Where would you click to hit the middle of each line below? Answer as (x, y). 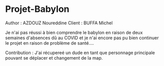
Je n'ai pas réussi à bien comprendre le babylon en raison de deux (74, 32)
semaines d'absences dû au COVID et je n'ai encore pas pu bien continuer (82, 38)
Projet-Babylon (37, 9)
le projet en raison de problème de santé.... (50, 43)
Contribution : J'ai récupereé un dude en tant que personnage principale (80, 53)
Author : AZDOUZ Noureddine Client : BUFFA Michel (59, 23)
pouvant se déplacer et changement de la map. (54, 58)
